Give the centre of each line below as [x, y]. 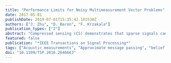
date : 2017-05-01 [24, 15]
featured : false [22, 39]
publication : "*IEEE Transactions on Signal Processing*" [68, 43]
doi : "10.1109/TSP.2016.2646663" [41, 52]
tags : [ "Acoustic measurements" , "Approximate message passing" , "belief [85, 48]
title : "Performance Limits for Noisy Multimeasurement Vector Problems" [85, 10]
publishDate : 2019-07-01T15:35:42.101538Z [51, 19]
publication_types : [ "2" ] [33, 29]
